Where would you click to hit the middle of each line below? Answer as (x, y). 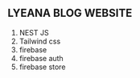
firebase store (42, 67)
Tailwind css (40, 41)
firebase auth (41, 58)
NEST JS (34, 32)
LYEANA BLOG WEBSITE (70, 13)
